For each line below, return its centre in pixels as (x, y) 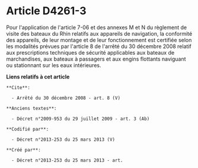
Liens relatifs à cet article (38, 77)
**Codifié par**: (28, 129)
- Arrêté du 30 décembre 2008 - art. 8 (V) (66, 98)
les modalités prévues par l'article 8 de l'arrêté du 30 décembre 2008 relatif (99, 46)
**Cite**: (18, 87)
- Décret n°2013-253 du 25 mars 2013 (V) (63, 140)
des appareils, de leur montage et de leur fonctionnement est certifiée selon (99, 40)
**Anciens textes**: (32, 108)
